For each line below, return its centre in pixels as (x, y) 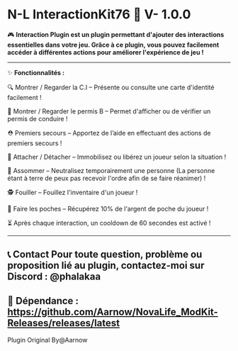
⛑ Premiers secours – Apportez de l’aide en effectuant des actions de (109, 133)
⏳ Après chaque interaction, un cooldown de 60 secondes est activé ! (109, 223)
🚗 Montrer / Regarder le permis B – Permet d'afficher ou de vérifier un (109, 111)
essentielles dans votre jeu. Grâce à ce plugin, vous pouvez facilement (113, 45)
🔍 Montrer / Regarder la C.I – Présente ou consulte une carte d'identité (111, 87)
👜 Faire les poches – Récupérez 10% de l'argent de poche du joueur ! (108, 208)
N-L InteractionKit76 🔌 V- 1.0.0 (99, 15)
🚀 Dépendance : (43, 301)
